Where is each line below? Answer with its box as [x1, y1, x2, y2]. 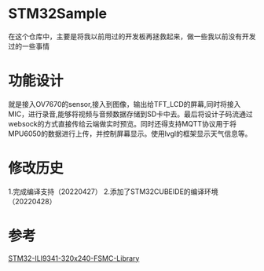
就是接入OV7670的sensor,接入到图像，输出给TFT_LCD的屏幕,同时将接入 [8, 99, 241, 108]
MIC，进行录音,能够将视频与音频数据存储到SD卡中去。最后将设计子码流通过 [8, 109, 253, 119]
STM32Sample [8, 5, 108, 23]
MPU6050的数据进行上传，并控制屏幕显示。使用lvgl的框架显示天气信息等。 [8, 129, 252, 138]
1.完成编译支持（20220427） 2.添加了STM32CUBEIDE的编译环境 [8, 186, 218, 196]
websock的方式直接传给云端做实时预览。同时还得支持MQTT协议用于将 [8, 119, 237, 128]
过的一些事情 [8, 41, 49, 51]
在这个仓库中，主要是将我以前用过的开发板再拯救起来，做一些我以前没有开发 [8, 31, 256, 41]
